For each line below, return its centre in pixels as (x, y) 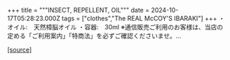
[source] (20, 50)
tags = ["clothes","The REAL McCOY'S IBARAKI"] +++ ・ (144, 18)
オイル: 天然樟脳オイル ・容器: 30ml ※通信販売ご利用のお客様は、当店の (115, 27)
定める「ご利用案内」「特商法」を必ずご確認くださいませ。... (94, 36)
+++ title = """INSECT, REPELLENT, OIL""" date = (78, 10)
